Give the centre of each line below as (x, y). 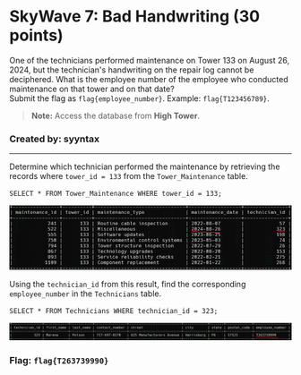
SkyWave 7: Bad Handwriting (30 (135, 17)
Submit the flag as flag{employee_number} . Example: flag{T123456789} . (140, 98)
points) (37, 35)
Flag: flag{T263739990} (59, 361)
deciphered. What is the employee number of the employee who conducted (149, 79)
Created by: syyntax (55, 139)
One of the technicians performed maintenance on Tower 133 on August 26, (149, 60)
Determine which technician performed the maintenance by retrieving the (145, 166)
